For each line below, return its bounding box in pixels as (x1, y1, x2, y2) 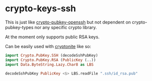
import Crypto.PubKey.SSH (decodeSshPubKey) (5, 53, 98, 58)
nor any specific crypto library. (34, 24, 97, 30)
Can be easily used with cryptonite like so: (5, 43, 91, 49)
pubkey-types (5, 24, 34, 30)
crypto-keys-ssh (5, 3, 76, 14)
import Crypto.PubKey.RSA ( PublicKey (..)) (5, 57, 96, 62)
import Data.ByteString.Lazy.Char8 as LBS (5, 62, 94, 67)
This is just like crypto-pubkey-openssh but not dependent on (5, 19, 131, 25)
